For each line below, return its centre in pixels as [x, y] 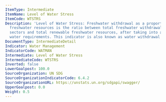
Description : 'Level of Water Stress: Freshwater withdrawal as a [75, 23]
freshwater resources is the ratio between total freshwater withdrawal [86, 28]
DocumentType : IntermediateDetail [41, 42]
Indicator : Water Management [35, 46]
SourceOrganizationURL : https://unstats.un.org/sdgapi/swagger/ [73, 82]
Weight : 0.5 [17, 92]
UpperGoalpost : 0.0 [25, 87]
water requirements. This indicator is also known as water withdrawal [85, 37]
